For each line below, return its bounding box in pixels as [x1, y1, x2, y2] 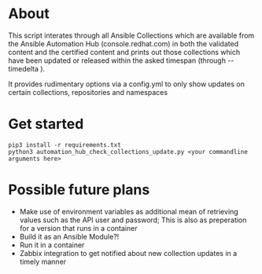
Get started [8, 115, 84, 133]
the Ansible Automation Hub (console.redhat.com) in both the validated [8, 38, 238, 48]
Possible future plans [8, 181, 150, 199]
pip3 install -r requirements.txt [8, 141, 122, 149]
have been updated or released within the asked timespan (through [8, 56, 227, 65]
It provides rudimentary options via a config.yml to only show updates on [8, 79, 245, 89]
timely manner [19, 257, 67, 266]
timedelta [8, 64, 39, 73]
